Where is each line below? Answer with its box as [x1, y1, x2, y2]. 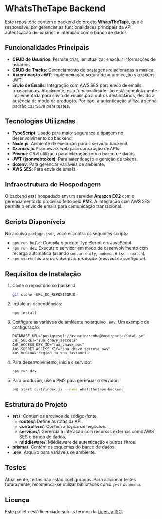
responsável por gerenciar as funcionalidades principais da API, [5, 24, 133, 30]
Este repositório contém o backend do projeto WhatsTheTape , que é [5, 19, 143, 25]
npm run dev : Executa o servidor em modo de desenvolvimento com [12, 245, 148, 251]
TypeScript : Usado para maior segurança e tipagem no [12, 130, 124, 136]
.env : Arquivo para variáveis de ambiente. [12, 449, 96, 455]
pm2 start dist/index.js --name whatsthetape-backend [12, 387, 124, 392]
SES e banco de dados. [19, 434, 67, 440]
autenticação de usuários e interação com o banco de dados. [5, 29, 128, 35]
